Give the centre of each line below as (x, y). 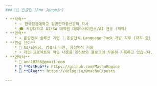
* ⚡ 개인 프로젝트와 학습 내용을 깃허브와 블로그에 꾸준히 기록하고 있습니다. (84, 52)
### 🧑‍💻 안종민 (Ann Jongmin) (35, 10)
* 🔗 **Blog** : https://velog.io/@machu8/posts (65, 71)
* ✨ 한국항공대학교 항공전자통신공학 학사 (52, 24)
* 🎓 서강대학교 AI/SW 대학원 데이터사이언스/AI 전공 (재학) (71, 28)
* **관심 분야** (20, 43)
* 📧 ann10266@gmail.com (40, 62)
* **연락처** (17, 57)
